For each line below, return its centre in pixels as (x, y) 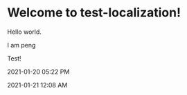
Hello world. (24, 32)
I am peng (21, 45)
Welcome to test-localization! (94, 13)
